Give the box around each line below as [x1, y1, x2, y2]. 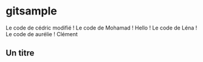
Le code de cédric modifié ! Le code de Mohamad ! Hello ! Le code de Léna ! [5, 24, 198, 31]
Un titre [5, 48, 35, 58]
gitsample [5, 4, 57, 18]
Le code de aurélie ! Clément [5, 30, 78, 37]
